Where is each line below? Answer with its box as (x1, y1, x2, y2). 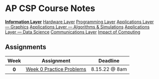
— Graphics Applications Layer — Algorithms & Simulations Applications (5, 24, 150, 29)
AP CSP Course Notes (5, 3, 96, 14)
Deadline (98, 57, 120, 64)
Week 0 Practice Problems (26, 66, 87, 72)
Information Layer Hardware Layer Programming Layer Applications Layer (5, 19, 154, 25)
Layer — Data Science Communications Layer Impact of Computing (5, 29, 141, 35)
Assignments (5, 43, 47, 51)
